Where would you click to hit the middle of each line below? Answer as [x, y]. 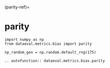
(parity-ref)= [17, 7]
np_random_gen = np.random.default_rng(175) [50, 52]
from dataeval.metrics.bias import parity [48, 44]
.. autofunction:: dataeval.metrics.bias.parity [55, 61]
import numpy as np [24, 39]
